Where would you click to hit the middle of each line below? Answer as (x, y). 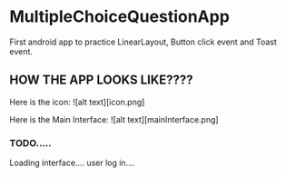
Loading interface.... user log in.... (73, 163)
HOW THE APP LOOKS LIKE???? (101, 80)
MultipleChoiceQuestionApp (119, 17)
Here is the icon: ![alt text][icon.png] (77, 102)
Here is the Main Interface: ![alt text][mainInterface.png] (114, 119)
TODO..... (31, 143)
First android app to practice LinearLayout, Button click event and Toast (143, 42)
